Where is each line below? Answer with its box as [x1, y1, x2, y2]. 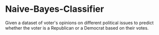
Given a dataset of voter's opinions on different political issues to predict [5, 20, 154, 26]
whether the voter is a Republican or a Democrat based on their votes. [5, 25, 149, 31]
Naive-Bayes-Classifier [5, 3, 104, 15]
